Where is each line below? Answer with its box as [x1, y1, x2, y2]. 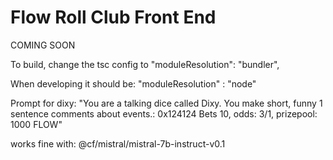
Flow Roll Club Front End [10, 6, 217, 29]
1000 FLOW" [10, 118, 63, 130]
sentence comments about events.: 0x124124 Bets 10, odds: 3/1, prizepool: [10, 107, 318, 120]
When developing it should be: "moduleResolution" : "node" [10, 77, 257, 90]
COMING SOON [10, 39, 76, 51]
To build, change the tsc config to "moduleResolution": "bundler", [10, 58, 280, 70]
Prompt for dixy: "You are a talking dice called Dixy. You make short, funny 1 [10, 97, 323, 109]
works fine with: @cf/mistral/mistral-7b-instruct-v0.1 [10, 137, 226, 150]
